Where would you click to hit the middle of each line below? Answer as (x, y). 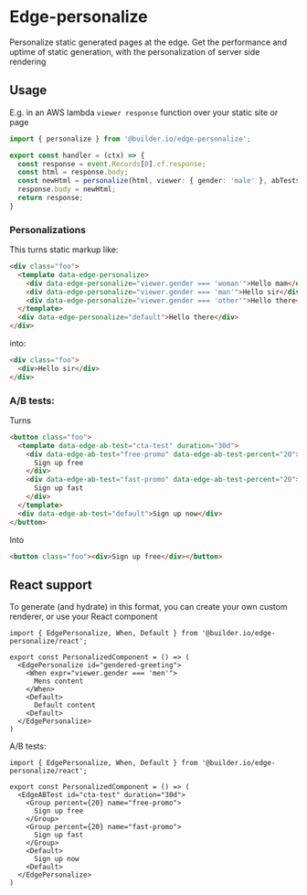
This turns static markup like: (64, 250)
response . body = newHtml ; (67, 189)
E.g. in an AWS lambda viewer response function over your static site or (144, 112)
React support (51, 585)
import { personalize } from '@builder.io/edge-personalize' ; (130, 139)
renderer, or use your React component (84, 617)
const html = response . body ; (73, 172)
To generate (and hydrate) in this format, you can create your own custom (148, 607)
